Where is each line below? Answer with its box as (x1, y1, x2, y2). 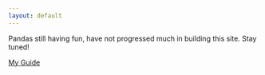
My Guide (8, 57, 41, 67)
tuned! (8, 41, 30, 52)
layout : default (8, 11, 62, 20)
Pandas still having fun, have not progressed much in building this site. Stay (8, 34, 257, 43)
